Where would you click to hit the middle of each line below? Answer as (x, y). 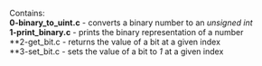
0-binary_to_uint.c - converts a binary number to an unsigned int (131, 23)
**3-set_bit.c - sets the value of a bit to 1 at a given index (117, 52)
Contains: (27, 13)
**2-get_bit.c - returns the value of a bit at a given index (115, 42)
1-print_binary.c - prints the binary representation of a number (126, 32)
